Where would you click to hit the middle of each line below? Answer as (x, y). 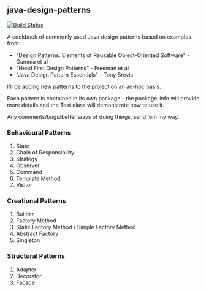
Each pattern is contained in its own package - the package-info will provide (103, 98)
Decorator (29, 276)
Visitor (24, 185)
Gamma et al (32, 61)
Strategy (27, 159)
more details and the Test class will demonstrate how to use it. (86, 105)
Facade (25, 282)
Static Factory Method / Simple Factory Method (76, 227)
